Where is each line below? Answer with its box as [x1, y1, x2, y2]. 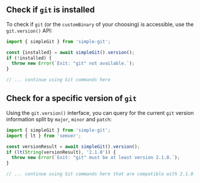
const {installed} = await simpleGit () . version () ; [6, 49, 135, 56]
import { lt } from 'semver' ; [6, 133, 82, 139]
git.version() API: [6, 27, 53, 34]
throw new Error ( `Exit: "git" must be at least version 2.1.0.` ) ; [11, 155, 180, 161]
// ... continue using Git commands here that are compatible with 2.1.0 [6, 171, 194, 177]
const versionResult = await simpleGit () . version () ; [6, 144, 140, 150]
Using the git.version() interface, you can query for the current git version [6, 109, 194, 116]
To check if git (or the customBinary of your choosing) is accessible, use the [6, 20, 194, 28]
